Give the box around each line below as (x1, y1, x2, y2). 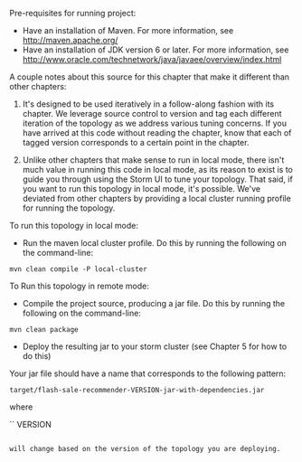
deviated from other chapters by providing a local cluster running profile (22, 193, 291, 203)
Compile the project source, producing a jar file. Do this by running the (22, 298, 286, 308)
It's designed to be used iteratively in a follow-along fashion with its (22, 99, 274, 109)
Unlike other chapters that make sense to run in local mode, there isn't (22, 155, 285, 165)
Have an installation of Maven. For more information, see (22, 25, 234, 35)
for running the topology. (22, 203, 116, 213)
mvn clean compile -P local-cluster (9, 265, 147, 274)
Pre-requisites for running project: (9, 8, 137, 18)
